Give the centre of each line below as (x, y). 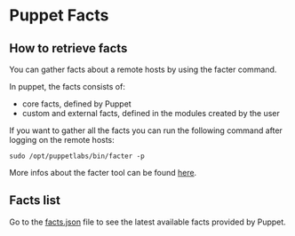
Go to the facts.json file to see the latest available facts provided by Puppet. (147, 222)
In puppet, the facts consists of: (68, 87)
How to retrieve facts (68, 48)
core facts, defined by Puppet (76, 104)
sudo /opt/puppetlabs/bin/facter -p (77, 156)
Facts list (35, 201)
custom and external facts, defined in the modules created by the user (151, 113)
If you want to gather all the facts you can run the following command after (146, 130)
